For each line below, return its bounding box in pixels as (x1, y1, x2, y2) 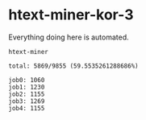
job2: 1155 (8, 90, 45, 98)
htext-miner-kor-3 (8, 6, 134, 24)
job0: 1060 (8, 76, 45, 84)
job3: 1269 (8, 97, 45, 106)
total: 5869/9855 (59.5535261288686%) (8, 62, 139, 70)
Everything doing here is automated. (8, 32, 129, 42)
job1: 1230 (8, 83, 45, 91)
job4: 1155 (8, 104, 45, 112)
